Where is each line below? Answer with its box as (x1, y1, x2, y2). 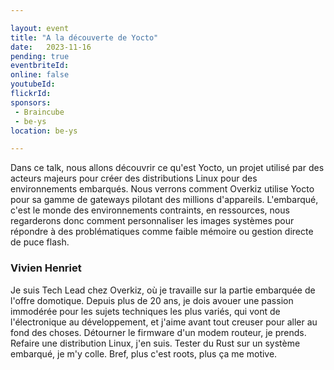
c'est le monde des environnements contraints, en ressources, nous (10, 204, 290, 216)
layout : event (10, 23, 70, 33)
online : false (10, 70, 70, 80)
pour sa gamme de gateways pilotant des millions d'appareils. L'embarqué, (10, 194, 319, 206)
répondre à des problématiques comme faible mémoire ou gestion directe (10, 226, 314, 238)
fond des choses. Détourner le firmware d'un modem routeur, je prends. (10, 326, 307, 338)
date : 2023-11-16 (10, 42, 92, 52)
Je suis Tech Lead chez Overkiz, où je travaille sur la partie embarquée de (10, 284, 316, 296)
